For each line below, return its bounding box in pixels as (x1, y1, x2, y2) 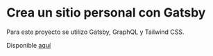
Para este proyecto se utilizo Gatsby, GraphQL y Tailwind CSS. (6, 28, 185, 36)
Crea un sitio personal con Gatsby (6, 5, 206, 21)
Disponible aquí (6, 41, 51, 49)
